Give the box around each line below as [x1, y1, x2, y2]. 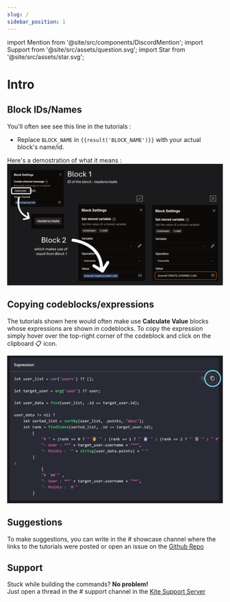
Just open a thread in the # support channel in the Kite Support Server [7, 588, 206, 596]
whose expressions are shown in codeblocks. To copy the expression [7, 324, 203, 332]
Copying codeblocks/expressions [7, 299, 155, 310]
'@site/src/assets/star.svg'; [7, 52, 84, 61]
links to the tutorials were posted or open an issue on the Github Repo [7, 542, 204, 551]
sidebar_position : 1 [7, 18, 66, 25]
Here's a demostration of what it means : [7, 156, 122, 164]
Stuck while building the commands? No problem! [7, 580, 149, 588]
